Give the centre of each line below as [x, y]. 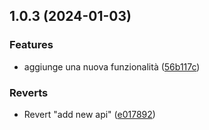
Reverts [29, 92]
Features [31, 45]
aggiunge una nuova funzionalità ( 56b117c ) [112, 66]
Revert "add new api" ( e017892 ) [89, 114]
